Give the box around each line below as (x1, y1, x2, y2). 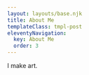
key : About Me (13, 36, 54, 43)
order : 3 (13, 42, 39, 49)
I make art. (7, 62, 38, 69)
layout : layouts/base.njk (7, 10, 82, 17)
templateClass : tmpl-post (7, 23, 82, 30)
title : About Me (7, 17, 54, 24)
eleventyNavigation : (7, 29, 67, 37)
